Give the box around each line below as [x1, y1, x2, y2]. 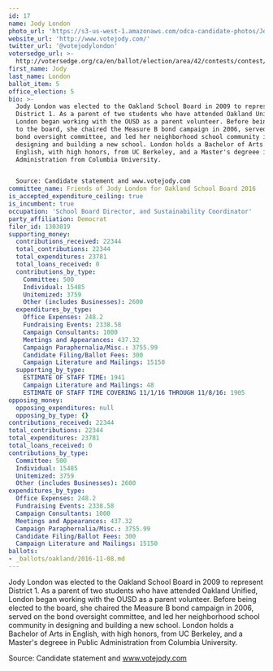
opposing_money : [8, 396, 63, 405]
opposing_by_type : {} [15, 411, 89, 419]
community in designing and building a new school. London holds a [8, 620, 234, 630]
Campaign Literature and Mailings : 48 [23, 381, 154, 389]
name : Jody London [8, 19, 71, 28]
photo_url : [8, 27, 45, 35]
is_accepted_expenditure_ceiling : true [8, 193, 144, 201]
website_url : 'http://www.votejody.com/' [8, 34, 151, 43]
